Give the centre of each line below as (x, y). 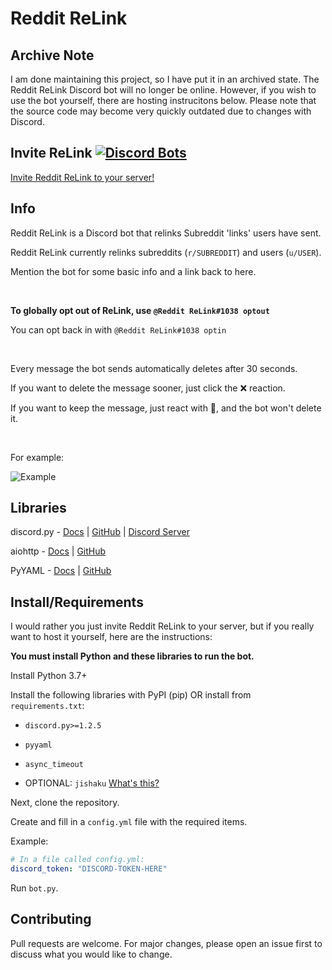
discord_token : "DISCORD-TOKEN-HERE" (89, 869)
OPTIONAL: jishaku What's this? (92, 783)
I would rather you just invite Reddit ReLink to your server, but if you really (162, 626)
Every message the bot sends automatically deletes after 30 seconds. (154, 368)
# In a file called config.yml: (77, 860)
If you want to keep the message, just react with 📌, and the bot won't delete (166, 408)
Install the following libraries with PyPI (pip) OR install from (131, 695)
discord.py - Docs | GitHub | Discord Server (100, 532)
